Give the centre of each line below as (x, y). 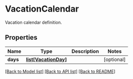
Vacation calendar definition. (33, 22)
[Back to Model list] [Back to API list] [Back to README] (60, 71)
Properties (21, 38)
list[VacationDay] (46, 59)
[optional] (115, 59)
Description (85, 51)
